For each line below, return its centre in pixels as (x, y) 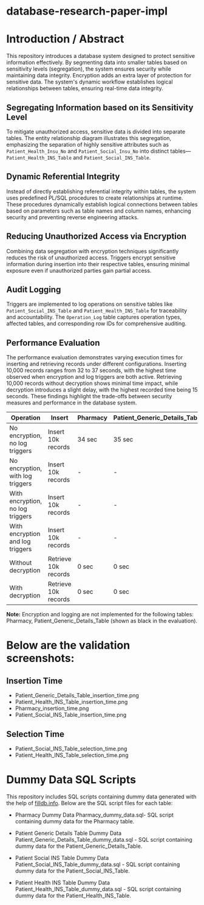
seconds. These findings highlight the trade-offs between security (89, 396)
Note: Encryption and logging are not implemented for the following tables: (100, 614)
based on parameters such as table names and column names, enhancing (99, 211)
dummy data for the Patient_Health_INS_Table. (73, 895)
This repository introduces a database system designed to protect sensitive (101, 56)
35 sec (123, 440)
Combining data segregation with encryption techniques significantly (93, 251)
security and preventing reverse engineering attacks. (73, 217)
